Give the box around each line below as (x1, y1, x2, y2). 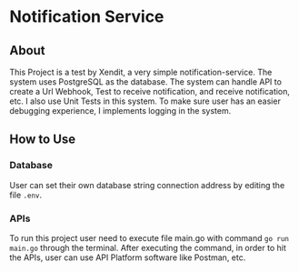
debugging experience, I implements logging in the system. (9, 106, 232, 116)
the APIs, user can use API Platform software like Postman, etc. (9, 252, 246, 263)
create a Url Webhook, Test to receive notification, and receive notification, (9, 86, 291, 96)
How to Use (9, 132, 76, 147)
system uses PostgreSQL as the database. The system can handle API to (9, 76, 282, 87)
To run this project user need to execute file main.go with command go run (9, 232, 289, 243)
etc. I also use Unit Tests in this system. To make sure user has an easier (9, 96, 282, 106)
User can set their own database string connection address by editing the (9, 179, 285, 190)
